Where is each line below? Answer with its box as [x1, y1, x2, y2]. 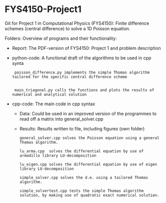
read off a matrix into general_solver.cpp [19, 116, 104, 122]
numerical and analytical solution [12, 92, 87, 97]
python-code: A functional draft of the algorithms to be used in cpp [12, 54, 151, 61]
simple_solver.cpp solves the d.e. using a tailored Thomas [19, 175, 148, 180]
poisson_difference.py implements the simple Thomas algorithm [14, 70, 150, 75]
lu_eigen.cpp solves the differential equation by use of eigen [19, 162, 157, 167]
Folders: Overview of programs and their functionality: [5, 35, 117, 41]
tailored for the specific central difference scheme [12, 74, 127, 79]
